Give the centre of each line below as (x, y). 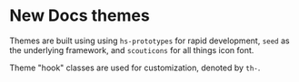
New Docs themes (80, 16)
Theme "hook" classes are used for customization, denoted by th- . (135, 68)
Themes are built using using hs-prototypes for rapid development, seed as (149, 41)
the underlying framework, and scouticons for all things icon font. (132, 50)
